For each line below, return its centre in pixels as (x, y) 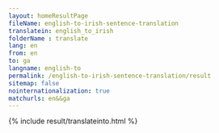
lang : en (23, 46)
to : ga (19, 61)
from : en (23, 53)
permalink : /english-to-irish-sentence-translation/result (110, 76)
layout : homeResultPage (48, 16)
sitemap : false (34, 83)
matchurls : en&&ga (39, 98)
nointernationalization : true (59, 91)
